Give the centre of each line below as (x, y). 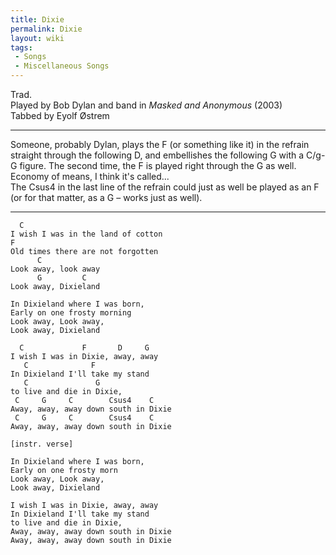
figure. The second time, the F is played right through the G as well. (158, 165)
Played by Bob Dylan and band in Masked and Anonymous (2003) (146, 105)
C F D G (84, 348)
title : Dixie (37, 19)
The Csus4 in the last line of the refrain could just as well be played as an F (165, 187)
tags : (21, 47)
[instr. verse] (42, 444)
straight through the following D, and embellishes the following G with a (157, 155)
